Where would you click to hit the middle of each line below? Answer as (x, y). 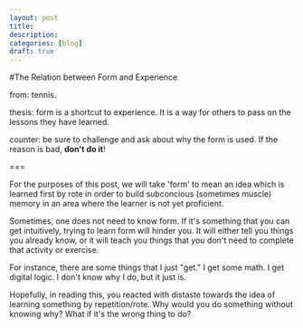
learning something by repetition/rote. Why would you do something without (151, 304)
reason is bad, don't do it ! (57, 150)
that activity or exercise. (54, 250)
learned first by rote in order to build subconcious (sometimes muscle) (141, 194)
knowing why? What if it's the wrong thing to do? (100, 314)
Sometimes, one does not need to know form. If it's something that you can (150, 221)
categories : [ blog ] (46, 43)
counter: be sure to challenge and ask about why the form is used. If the (144, 140)
